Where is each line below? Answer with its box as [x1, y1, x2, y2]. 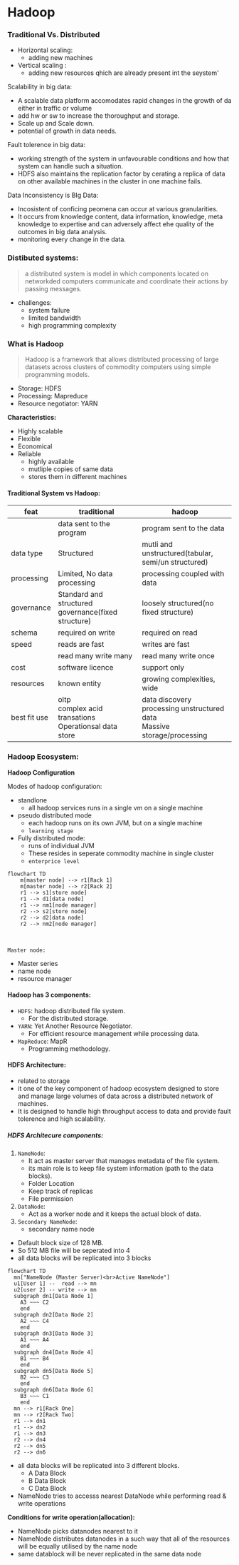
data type [11, 548, 43, 558]
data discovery [142, 695, 192, 705]
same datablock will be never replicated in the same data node [17, 1549, 201, 1558]
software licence [58, 663, 114, 673]
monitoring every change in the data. [17, 235, 127, 243]
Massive [142, 722, 170, 732]
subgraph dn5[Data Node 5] [14, 1367, 94, 1374]
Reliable [17, 450, 41, 458]
